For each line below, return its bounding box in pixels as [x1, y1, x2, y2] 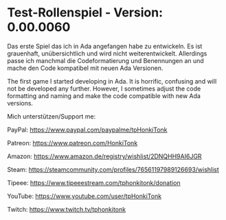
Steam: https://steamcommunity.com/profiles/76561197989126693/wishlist [7, 165, 220, 173]
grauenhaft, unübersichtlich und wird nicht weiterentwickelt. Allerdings [7, 49, 207, 58]
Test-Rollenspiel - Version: [7, 5, 163, 21]
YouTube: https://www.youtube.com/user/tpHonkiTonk [7, 192, 162, 200]
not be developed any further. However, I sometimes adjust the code [7, 84, 201, 93]
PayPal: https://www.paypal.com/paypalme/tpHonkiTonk [7, 125, 168, 134]
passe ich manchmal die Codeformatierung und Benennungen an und [7, 56, 204, 64]
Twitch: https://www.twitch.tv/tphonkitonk [7, 205, 126, 213]
